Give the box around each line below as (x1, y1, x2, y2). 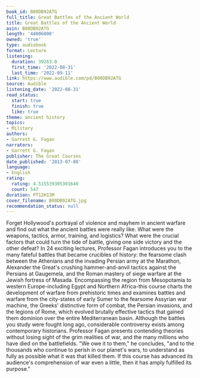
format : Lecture (6, 48, 47, 54)
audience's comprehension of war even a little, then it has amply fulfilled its (6, 359, 192, 366)
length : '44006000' (6, 31, 55, 37)
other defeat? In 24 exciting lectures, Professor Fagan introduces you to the (6, 245, 192, 252)
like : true (11, 109, 39, 115)
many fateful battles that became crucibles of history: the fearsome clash (6, 251, 187, 259)
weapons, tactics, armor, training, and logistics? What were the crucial (6, 232, 179, 239)
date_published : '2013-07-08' (6, 159, 82, 165)
